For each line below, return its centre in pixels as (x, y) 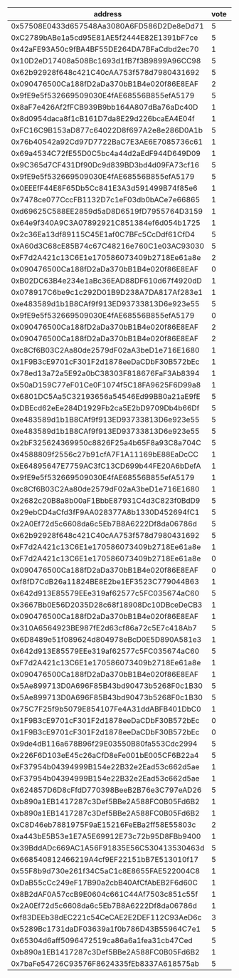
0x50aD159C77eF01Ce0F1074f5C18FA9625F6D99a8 (106, 385)
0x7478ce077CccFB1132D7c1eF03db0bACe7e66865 (106, 200)
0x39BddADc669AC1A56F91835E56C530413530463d (108, 848)
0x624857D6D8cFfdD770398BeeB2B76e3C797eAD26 (106, 790)
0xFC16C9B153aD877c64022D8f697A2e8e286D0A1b (107, 130)
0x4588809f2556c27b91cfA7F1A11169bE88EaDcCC (105, 454)
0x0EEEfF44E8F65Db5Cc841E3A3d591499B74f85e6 (104, 188)
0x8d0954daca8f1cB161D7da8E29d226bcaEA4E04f (103, 119)
